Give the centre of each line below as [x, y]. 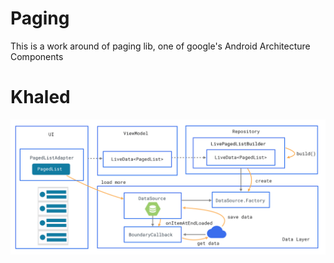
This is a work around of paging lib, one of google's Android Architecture [160, 46]
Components [37, 56]
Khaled [40, 97]
